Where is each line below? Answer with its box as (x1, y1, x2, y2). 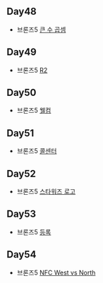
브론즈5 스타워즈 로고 (16, 187, 75, 196)
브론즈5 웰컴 (16, 106, 51, 115)
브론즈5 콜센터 (16, 147, 57, 155)
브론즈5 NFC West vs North (16, 268, 96, 277)
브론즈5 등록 (16, 227, 51, 236)
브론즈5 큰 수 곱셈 (16, 25, 66, 34)
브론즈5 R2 (16, 66, 48, 74)
